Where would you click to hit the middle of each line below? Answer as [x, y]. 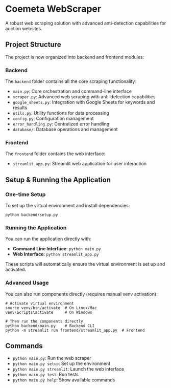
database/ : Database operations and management [65, 130]
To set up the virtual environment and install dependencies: [68, 206]
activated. [16, 270]
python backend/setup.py [32, 215]
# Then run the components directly [44, 321]
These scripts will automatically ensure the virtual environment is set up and [85, 264]
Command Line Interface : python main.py [57, 249]
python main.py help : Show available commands [64, 380]
